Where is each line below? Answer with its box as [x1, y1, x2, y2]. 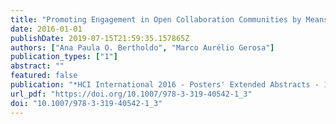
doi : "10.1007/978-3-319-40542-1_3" [10, 98, 163, 108]
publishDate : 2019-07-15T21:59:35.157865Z [10, 33, 190, 43]
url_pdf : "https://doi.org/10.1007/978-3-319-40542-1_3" [10, 89, 253, 99]
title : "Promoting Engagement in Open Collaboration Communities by [10, 14, 302, 25]
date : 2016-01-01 [10, 24, 83, 34]
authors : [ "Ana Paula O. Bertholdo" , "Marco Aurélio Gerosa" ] [10, 42, 275, 53]
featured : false [10, 71, 78, 81]
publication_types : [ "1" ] [10, 52, 118, 62]
